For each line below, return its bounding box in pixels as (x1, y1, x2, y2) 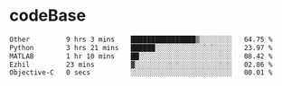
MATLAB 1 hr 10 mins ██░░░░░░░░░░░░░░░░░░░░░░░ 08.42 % (9, 51, 273, 61)
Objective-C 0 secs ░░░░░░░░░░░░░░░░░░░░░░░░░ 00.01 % (9, 68, 273, 77)
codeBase (9, 5, 87, 26)
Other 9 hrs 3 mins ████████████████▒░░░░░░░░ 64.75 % (9, 35, 273, 44)
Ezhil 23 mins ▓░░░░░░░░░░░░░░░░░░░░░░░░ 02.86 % (9, 60, 273, 69)
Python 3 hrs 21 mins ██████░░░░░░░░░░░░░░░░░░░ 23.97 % (9, 43, 273, 52)
